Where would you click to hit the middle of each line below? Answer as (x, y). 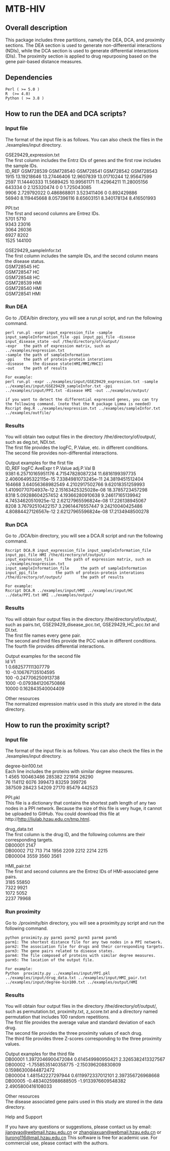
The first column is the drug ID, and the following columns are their (75, 835)
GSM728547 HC (22, 272)
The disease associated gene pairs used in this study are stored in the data (84, 1102)
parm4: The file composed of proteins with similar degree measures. (81, 955)
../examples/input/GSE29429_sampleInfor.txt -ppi (59, 386)
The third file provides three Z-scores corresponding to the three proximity (83, 1038)
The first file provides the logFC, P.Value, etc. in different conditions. (77, 448)
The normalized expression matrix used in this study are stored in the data (83, 704)
